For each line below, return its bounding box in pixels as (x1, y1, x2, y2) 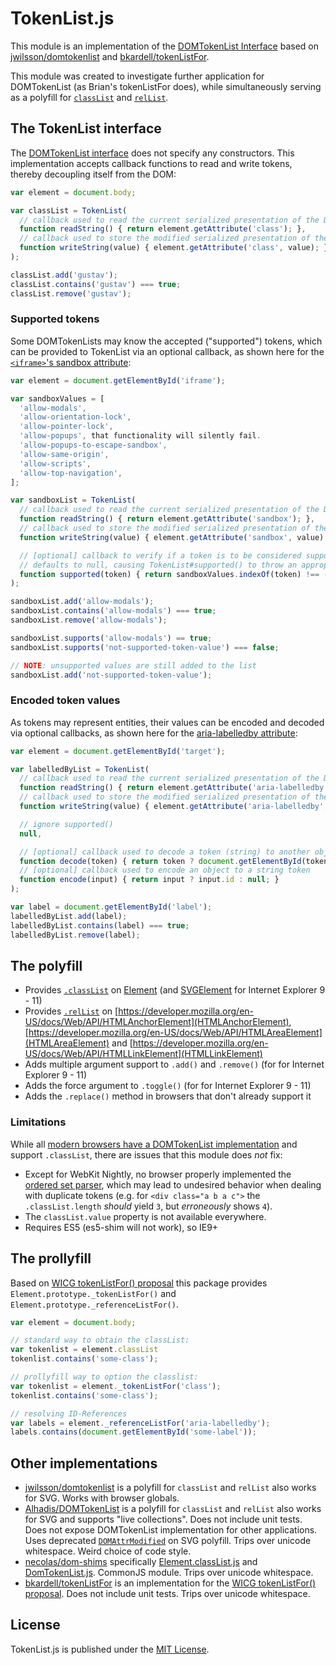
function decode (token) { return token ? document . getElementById (19, 856, 302, 866)
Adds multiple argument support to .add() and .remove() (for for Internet (24, 1058, 325, 1071)
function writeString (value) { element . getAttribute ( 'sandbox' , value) (19, 532, 325, 542)
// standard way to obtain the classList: (10, 1335, 190, 1346)
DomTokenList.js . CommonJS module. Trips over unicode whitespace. (24, 1567, 314, 1579)
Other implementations (10, 1455, 158, 1472)
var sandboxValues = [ (10, 393, 105, 404)
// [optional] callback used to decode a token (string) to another (19, 847, 311, 857)
